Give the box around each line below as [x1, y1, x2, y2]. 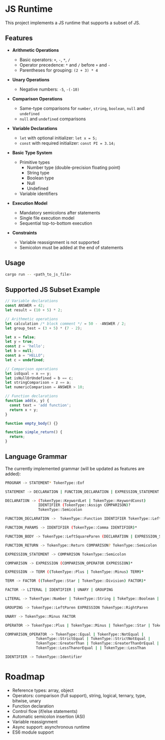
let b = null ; [5, 348, 34, 353]
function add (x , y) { [5, 398, 50, 403]
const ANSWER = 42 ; [5, 303, 45, 308]
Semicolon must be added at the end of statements [19, 244, 124, 250]
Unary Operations [12, 76, 50, 82]
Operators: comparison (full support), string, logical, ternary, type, [12, 692, 146, 698]
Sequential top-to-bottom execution [19, 220, 92, 226]
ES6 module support [12, 729, 54, 735]
